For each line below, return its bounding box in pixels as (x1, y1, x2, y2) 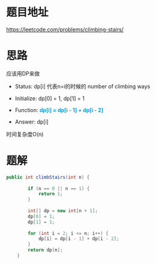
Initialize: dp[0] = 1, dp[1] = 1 (14, 95, 85, 102)
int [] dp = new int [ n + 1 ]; (28, 208, 98, 214)
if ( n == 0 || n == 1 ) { (28, 185, 90, 192)
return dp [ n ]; (28, 247, 63, 253)
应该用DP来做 (6, 70, 40, 77)
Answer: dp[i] (14, 118, 49, 125)
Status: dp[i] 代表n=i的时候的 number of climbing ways (14, 83, 151, 90)
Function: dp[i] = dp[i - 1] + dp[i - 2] (14, 106, 104, 113)
